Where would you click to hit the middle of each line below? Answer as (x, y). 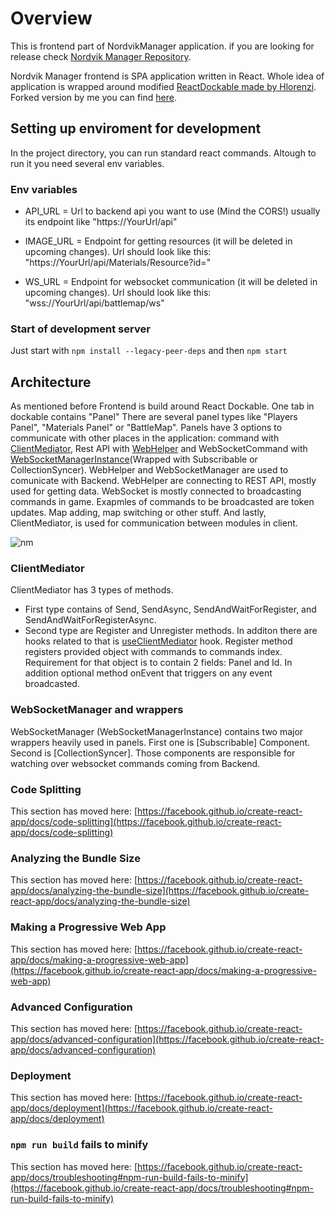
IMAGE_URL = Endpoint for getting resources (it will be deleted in (158, 241)
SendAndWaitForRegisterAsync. (90, 620)
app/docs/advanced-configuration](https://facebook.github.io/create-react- (167, 1039)
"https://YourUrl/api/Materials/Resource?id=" (118, 263)
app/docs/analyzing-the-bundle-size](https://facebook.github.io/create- (160, 891)
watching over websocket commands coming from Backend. (135, 763)
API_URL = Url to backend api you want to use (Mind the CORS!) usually (172, 211)
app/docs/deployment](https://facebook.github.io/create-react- (141, 1108)
